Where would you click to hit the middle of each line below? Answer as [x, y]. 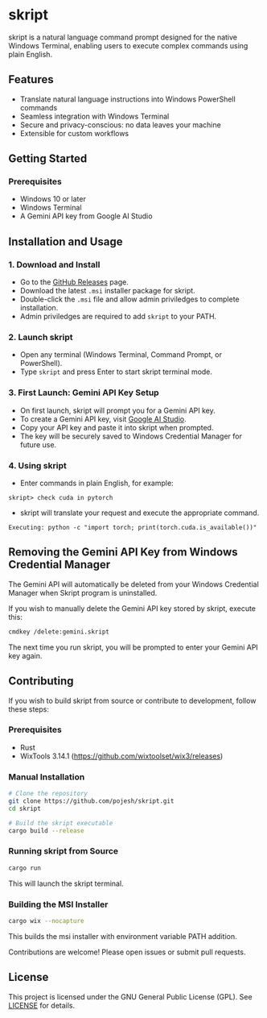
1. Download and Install [54, 264]
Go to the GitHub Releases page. [74, 282]
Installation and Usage [66, 241]
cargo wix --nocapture [46, 920]
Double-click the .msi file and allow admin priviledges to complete [129, 299]
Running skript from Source [64, 851]
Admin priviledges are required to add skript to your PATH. [118, 317]
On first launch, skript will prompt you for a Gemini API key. [117, 410]
